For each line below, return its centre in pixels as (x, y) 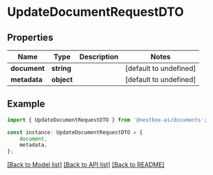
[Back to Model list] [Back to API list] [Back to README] (86, 165)
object (62, 80)
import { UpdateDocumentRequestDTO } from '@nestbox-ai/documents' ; (107, 120)
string (61, 68)
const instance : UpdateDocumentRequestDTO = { (75, 132)
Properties (30, 38)
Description (99, 57)
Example (26, 104)
